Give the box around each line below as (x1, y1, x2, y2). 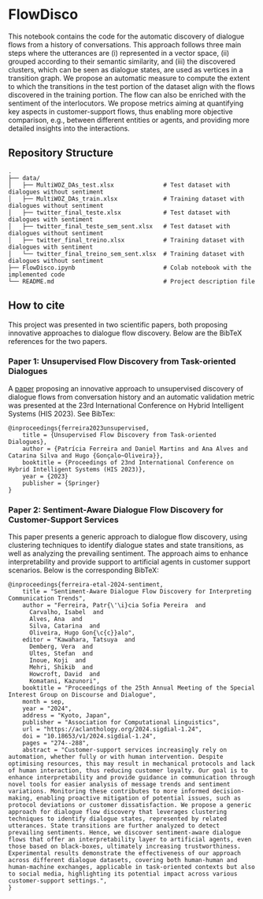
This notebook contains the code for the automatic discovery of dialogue (8, 31, 245, 41)
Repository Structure (8, 146, 114, 160)
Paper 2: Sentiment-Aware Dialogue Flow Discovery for (8, 504, 224, 515)
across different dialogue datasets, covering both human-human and (8, 856, 238, 864)
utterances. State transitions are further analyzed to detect (8, 822, 220, 830)
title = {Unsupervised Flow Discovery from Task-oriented (22, 431, 217, 438)
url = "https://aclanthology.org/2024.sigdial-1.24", (22, 726, 202, 734)
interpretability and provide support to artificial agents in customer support (8, 557, 250, 567)
